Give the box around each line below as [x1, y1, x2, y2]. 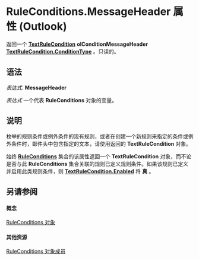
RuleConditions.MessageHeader [6, 5, 171, 18]
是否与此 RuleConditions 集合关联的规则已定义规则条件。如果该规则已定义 [6, 160, 189, 167]
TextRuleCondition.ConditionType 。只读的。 [6, 48, 119, 55]
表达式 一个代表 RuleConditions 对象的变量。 [6, 96, 118, 104]
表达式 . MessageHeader [6, 84, 67, 91]
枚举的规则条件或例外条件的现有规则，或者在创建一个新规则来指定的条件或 [6, 133, 188, 140]
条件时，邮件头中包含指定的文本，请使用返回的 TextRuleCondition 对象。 [11, 140, 192, 147]
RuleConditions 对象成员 [6, 248, 66, 255]
